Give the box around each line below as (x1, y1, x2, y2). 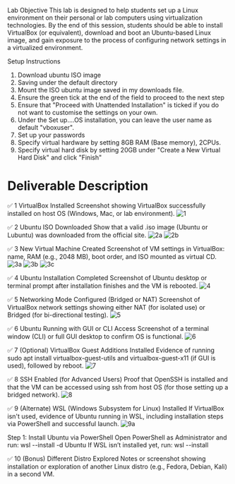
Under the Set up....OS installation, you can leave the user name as (17, 116, 212, 124)
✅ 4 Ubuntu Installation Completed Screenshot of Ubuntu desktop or (7, 273, 207, 282)
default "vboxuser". (17, 123, 75, 131)
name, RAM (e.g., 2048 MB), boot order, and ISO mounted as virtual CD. (7, 252, 217, 260)
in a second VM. (7, 469, 55, 478)
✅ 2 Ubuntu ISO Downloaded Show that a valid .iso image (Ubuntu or (7, 222, 208, 231)
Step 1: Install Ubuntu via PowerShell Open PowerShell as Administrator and (7, 433, 227, 442)
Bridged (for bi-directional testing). (7, 310, 109, 319)
